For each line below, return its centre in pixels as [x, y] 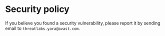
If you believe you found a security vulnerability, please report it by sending [83, 23]
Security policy [37, 9]
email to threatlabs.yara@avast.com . [42, 28]
